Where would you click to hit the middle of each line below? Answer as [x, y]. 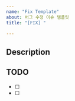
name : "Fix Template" [33, 12]
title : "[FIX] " [26, 23]
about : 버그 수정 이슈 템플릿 [38, 17]
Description [28, 52]
